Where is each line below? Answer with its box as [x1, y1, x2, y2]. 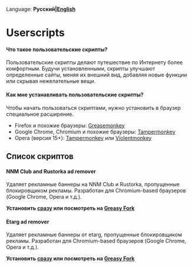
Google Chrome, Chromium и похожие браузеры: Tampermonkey [14, 128, 175, 135]
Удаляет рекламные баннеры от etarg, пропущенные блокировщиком [6, 231, 182, 238]
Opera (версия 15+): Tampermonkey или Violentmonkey [14, 134, 152, 141]
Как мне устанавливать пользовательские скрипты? [6, 91, 144, 98]
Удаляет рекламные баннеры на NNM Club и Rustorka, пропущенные [6, 181, 180, 188]
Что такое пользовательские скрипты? [6, 46, 108, 53]
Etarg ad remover [6, 218, 49, 225]
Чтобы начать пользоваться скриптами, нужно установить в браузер [6, 104, 181, 111]
